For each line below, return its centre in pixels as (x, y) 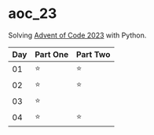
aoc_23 (33, 14)
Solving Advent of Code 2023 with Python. (77, 35)
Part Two (93, 54)
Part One (52, 54)
